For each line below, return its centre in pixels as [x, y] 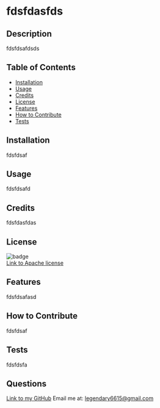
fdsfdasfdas [21, 223]
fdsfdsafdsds [23, 48]
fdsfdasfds [35, 11]
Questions [27, 383]
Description [29, 34]
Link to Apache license [35, 263]
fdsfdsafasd [21, 296]
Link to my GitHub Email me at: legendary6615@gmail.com [80, 398]
